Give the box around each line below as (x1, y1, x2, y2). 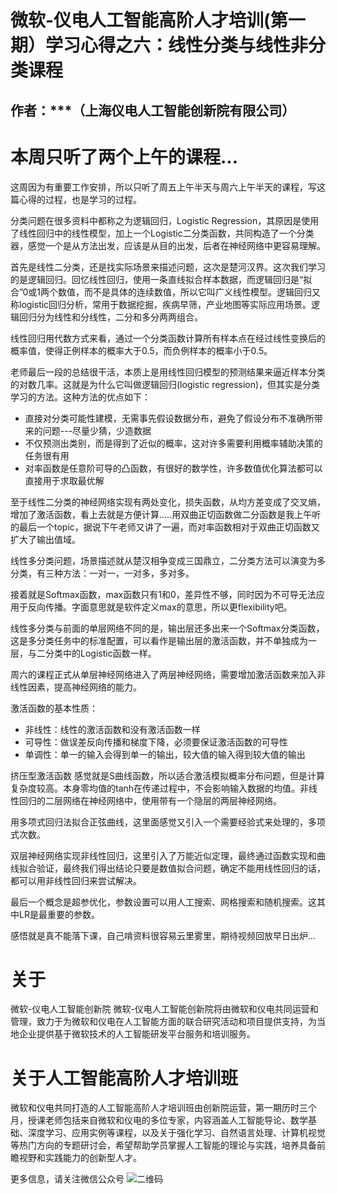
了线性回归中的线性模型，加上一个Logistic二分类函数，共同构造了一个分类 (10, 227, 315, 239)
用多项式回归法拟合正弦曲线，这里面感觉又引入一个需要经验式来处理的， (10, 816, 308, 828)
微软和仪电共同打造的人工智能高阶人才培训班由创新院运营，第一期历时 (10, 1102, 300, 1114)
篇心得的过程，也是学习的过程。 (10, 193, 142, 205)
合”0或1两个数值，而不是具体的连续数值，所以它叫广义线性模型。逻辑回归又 (10, 286, 322, 298)
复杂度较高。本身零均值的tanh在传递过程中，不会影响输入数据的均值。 (10, 782, 301, 794)
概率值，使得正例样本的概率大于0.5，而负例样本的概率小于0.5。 (10, 344, 273, 356)
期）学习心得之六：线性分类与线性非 (10, 34, 309, 57)
